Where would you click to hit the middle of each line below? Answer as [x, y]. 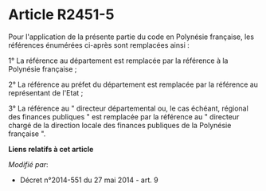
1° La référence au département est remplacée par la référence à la [118, 60]
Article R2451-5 [61, 15]
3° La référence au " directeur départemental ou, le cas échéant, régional [128, 108]
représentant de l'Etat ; [46, 92]
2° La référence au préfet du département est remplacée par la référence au [133, 84]
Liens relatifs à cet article [51, 149]
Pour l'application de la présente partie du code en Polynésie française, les [131, 37]
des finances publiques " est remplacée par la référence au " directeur [124, 116]
